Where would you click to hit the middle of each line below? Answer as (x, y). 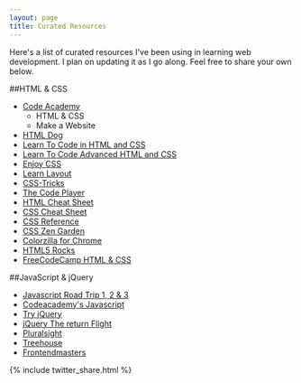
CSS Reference (50, 221)
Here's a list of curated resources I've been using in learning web (131, 51)
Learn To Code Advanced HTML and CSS (100, 154)
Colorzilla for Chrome (62, 240)
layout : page (34, 18)
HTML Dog (42, 135)
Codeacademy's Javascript (73, 304)
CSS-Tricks (43, 182)
